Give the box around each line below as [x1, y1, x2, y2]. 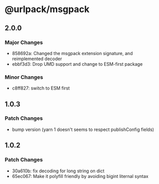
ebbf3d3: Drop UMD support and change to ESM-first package [12, 61, 143, 67]
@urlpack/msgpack [5, 4, 90, 15]
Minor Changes [5, 73, 43, 80]
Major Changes [5, 39, 43, 46]
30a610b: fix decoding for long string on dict [12, 168, 105, 174]
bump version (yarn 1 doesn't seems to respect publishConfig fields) [12, 126, 154, 132]
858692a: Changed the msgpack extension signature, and [12, 50, 133, 56]
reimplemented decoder [12, 56, 62, 62]
